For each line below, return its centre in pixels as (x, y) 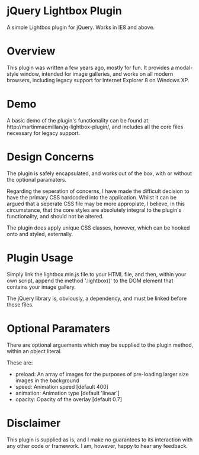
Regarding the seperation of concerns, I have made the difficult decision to (98, 191)
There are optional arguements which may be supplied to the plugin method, (100, 345)
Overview (31, 51)
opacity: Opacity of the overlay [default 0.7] (69, 399)
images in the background (47, 380)
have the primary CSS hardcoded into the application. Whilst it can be (92, 197)
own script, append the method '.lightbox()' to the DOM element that (90, 280)
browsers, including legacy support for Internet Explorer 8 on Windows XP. (98, 80)
